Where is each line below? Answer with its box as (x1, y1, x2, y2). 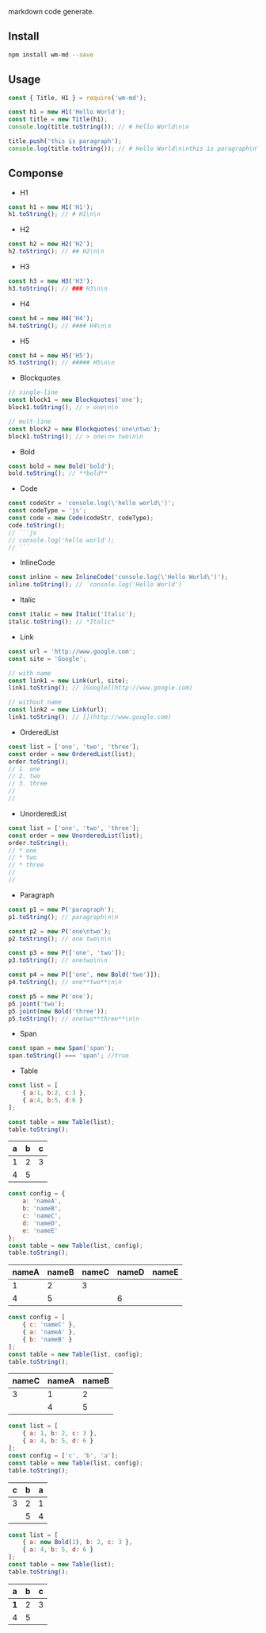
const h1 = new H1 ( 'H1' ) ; (8, 203, 93, 211)
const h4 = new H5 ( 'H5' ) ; (8, 351, 93, 360)
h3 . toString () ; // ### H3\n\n (8, 284, 108, 292)
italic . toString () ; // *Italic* (8, 618, 115, 626)
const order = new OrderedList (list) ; (8, 750, 136, 758)
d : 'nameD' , (22, 1219, 62, 1227)
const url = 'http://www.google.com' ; (8, 647, 136, 655)
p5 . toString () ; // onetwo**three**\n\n (8, 1014, 140, 1023)
